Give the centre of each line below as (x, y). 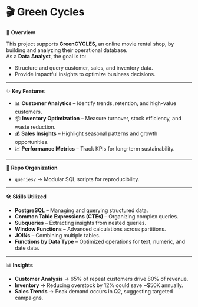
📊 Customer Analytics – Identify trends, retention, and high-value (95, 103)
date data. (27, 248)
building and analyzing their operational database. (67, 50)
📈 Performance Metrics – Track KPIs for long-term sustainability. (95, 148)
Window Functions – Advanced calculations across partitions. (90, 229)
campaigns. (29, 298)
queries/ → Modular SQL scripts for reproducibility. (77, 179)
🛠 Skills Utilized (27, 197)
